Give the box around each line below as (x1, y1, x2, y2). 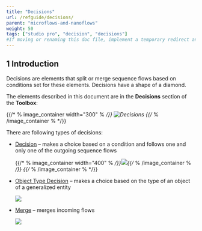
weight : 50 (6, 25, 34, 32)
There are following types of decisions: (6, 128, 103, 136)
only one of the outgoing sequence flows (14, 146, 117, 154)
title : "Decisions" (6, 8, 55, 15)
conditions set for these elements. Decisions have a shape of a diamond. (6, 81, 186, 88)
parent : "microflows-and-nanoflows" (6, 20, 98, 26)
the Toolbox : (6, 99, 38, 106)
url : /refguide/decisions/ (6, 14, 74, 20)
